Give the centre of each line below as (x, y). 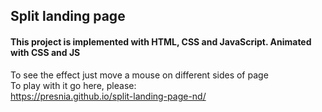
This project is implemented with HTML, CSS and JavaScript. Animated (161, 41)
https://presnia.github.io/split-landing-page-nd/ (108, 96)
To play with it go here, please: (73, 85)
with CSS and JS (45, 52)
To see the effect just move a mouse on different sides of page (139, 75)
